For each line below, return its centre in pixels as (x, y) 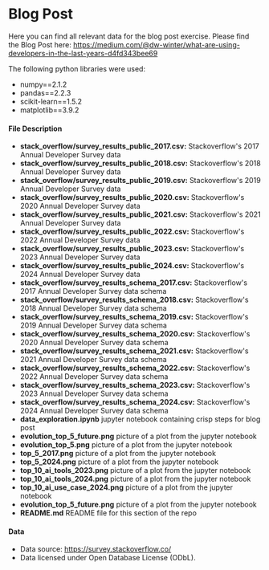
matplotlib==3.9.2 (49, 110)
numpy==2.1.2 (43, 84)
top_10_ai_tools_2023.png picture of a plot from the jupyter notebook (135, 470)
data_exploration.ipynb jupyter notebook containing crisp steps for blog (140, 419)
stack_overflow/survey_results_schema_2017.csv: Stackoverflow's (133, 283)
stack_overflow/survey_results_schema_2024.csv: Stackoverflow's (135, 402)
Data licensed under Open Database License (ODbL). (108, 558)
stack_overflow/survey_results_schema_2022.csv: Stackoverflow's (135, 368)
